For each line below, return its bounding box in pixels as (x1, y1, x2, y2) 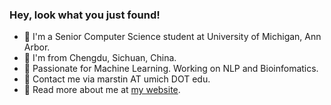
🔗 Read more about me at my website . (23, 84, 181, 96)
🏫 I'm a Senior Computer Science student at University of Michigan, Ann (23, 31, 322, 43)
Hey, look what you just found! (9, 8, 161, 22)
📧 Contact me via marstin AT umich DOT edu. (23, 73, 211, 85)
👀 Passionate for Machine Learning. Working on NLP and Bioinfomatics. (23, 63, 319, 75)
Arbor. (23, 41, 51, 53)
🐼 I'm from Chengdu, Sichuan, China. (23, 52, 177, 64)
